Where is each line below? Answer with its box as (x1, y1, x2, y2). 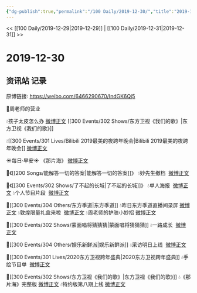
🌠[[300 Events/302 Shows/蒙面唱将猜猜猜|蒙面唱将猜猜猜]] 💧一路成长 (6, 221, 173, 228)
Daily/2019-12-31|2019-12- (121, 25, 185, 32)
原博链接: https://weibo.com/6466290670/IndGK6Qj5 (6, 92, 135, 99)
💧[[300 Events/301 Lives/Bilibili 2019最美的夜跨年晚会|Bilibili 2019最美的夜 (6, 137, 184, 144)
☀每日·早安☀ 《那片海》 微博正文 (6, 157, 89, 164)
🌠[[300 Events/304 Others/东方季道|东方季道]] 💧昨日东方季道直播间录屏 (6, 201, 179, 208)
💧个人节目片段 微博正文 (12, 189, 69, 196)
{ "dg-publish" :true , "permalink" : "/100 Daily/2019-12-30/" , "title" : (6, 8, 175, 15)
